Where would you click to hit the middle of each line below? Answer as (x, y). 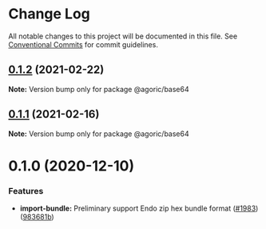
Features (26, 191)
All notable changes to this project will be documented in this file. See (123, 36)
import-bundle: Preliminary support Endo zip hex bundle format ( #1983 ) (139, 208)
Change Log (49, 14)
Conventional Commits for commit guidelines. (83, 44)
